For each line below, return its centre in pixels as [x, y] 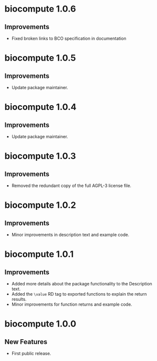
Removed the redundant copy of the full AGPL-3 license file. [71, 186]
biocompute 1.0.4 [40, 107]
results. [19, 299]
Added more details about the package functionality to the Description [82, 284]
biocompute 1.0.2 [40, 205]
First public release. [31, 353]
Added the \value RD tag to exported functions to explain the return [79, 294]
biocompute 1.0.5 [40, 58]
